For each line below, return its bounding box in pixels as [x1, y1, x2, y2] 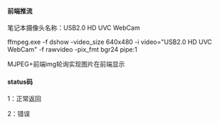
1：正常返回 [7, 94, 41, 103]
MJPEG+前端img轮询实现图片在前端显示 [7, 60, 125, 69]
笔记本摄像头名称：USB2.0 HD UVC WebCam [7, 23, 140, 32]
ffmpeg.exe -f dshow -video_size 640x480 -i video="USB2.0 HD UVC [7, 38, 213, 46]
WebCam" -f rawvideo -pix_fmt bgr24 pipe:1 [7, 45, 137, 54]
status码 [7, 77, 33, 86]
